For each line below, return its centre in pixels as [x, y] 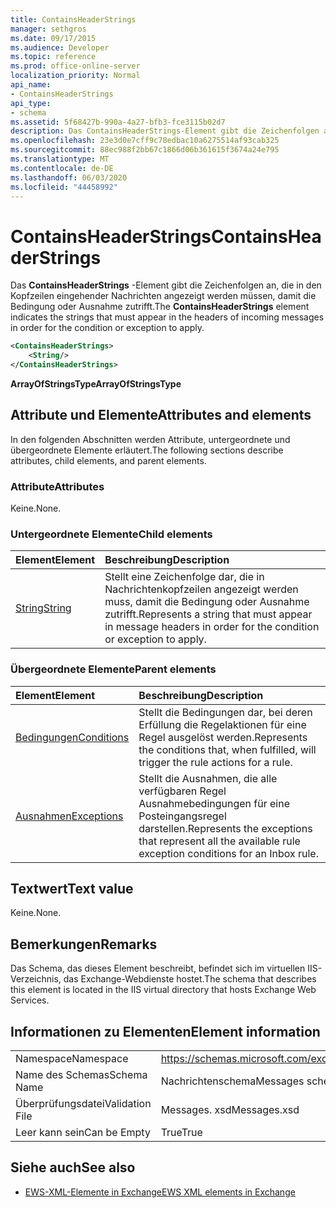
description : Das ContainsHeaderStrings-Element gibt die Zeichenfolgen [165, 131]
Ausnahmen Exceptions [69, 816]
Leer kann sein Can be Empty [83, 1133]
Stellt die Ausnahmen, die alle [208, 778]
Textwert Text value [72, 889]
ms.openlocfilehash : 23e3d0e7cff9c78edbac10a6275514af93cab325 [145, 141]
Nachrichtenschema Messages [232, 1081]
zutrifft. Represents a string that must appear [208, 614]
